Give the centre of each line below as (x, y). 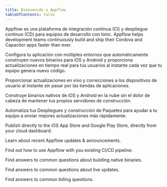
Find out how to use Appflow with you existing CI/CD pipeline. (69, 150)
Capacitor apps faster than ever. (38, 45)
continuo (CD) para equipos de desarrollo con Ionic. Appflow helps (74, 34)
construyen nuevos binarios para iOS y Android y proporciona (69, 60)
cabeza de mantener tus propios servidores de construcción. (68, 100)
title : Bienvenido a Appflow (36, 10)
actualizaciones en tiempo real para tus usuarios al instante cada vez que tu (83, 65)
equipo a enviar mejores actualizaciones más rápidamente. (66, 115)
